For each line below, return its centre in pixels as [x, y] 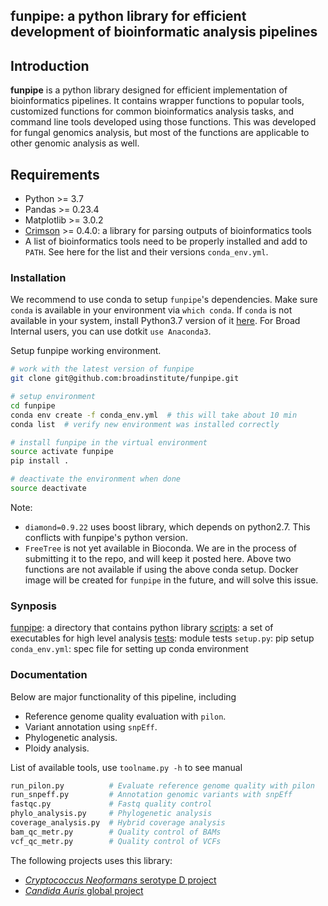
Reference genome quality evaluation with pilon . [125, 716]
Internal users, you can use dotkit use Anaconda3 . [111, 331]
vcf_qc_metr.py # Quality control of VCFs [116, 841]
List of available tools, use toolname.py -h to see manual [126, 767]
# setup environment [53, 397]
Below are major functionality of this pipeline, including [123, 696]
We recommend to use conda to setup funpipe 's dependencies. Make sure [164, 300]
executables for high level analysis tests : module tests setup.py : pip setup [162, 638]
